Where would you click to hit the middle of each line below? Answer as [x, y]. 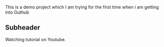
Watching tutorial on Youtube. [36, 39]
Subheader [23, 28]
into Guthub [17, 12]
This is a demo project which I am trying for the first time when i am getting [82, 7]
